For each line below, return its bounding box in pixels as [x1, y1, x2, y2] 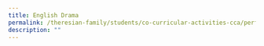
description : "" [8, 26, 61, 34]
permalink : [8, 19, 44, 27]
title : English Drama [8, 11, 79, 19]
